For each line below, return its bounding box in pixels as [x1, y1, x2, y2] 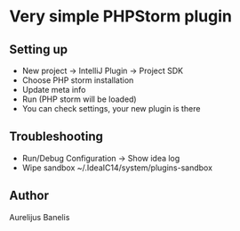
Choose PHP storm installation [21, 75, 134, 86]
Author [9, 188, 49, 203]
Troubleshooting [9, 129, 104, 144]
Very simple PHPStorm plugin [9, 6, 233, 27]
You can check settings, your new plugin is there [21, 103, 201, 113]
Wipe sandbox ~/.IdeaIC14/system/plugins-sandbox [21, 162, 213, 173]
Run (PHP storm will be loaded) [21, 94, 137, 104]
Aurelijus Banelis [9, 211, 70, 222]
